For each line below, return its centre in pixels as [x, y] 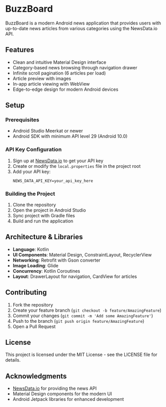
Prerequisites [22, 120]
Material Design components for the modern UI [62, 394]
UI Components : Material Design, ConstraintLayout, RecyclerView [82, 255]
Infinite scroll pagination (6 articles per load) [59, 73]
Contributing [26, 292]
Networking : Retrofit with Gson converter [56, 260]
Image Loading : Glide [35, 265]
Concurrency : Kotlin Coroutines [46, 271]
